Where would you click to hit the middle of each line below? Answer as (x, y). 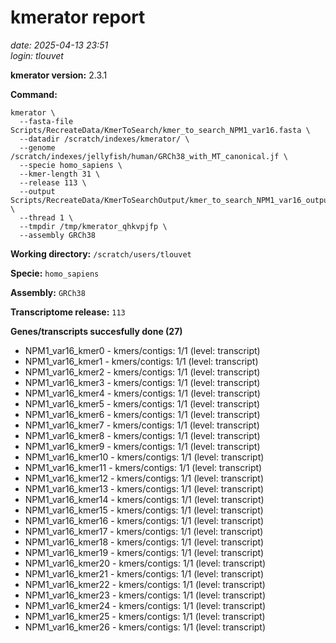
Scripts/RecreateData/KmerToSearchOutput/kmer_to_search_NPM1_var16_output (171, 200)
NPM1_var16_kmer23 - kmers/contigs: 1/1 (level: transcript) (145, 595)
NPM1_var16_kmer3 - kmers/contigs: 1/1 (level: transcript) (142, 382)
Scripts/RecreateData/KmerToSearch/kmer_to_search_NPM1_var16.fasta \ (160, 130)
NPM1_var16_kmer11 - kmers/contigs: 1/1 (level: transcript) (143, 467)
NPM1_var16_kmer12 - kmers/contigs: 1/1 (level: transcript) (144, 478)
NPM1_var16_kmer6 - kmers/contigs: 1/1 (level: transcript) (142, 414)
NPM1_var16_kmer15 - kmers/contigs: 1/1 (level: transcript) (144, 510)
